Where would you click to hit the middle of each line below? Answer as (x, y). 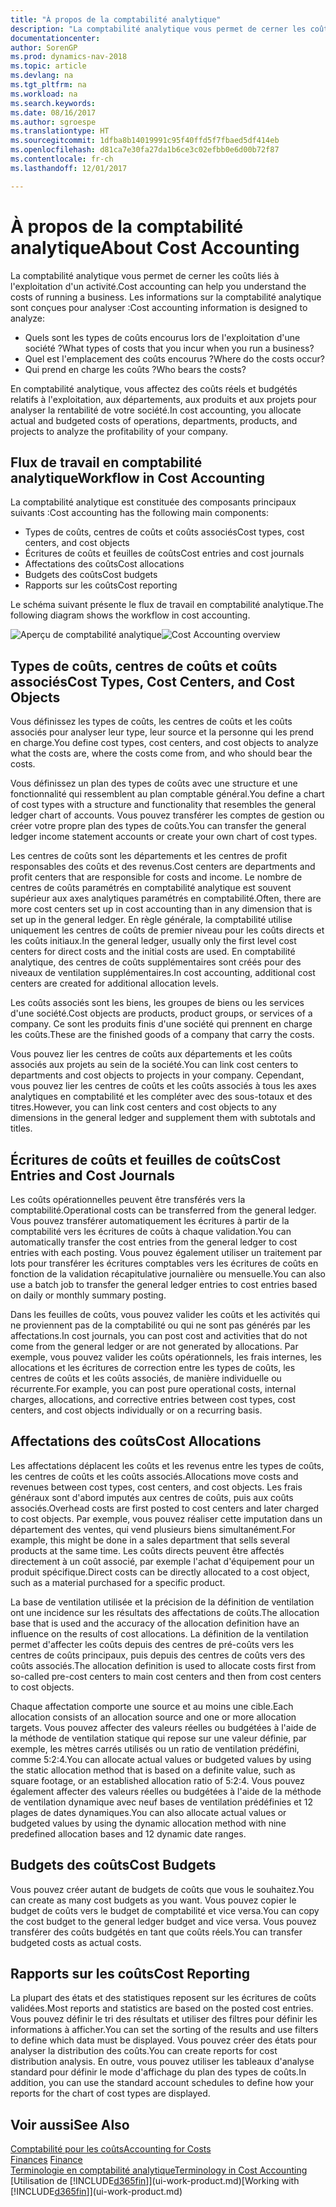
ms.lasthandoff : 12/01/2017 (69, 168)
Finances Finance (46, 2160)
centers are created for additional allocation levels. (114, 983)
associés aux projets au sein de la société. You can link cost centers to (154, 1065)
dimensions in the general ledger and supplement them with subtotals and (163, 1118)
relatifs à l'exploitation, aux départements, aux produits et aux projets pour (163, 399)
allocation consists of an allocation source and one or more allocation (153, 1717)
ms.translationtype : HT (60, 131)
